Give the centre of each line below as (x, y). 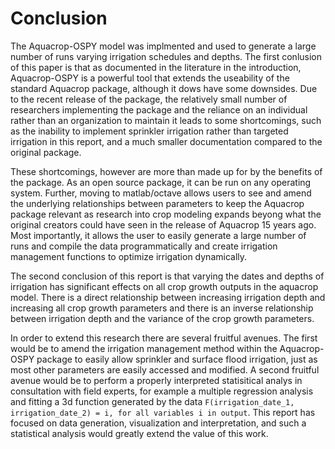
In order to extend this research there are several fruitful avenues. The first (164, 338)
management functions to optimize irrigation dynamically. (129, 256)
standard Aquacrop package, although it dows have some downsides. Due (164, 88)
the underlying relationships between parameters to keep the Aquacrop (157, 203)
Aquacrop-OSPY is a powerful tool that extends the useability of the (150, 78)
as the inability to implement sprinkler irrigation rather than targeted (149, 131)
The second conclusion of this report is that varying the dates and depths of (167, 276)
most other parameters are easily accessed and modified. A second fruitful (165, 369)
